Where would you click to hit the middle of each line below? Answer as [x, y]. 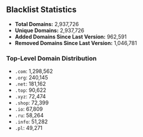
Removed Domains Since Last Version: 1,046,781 [76, 43]
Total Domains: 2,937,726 [47, 24]
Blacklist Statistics [41, 10]
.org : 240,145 [32, 78]
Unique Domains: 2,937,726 [49, 30]
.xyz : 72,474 [30, 97]
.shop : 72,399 [32, 103]
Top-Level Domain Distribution [52, 58]
